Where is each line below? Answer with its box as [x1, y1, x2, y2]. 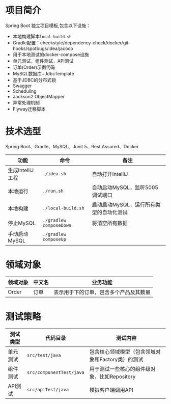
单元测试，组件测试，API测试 [12, 58, 74, 64]
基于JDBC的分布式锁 [12, 77, 56, 83]
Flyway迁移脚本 [12, 105, 46, 112]
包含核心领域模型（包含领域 [89, 348, 156, 355]
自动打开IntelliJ [92, 170, 128, 177]
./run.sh [42, 188, 64, 194]
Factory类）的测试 [99, 356, 144, 363]
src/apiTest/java [27, 387, 69, 392]
